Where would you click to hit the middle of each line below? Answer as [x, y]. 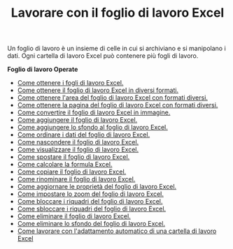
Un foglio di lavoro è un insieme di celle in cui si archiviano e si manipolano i [116, 48]
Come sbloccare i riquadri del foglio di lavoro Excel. [92, 209]
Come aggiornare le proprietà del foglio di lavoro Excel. [97, 187]
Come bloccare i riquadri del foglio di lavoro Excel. [90, 202]
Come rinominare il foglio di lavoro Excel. [76, 179]
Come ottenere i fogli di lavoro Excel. [70, 83]
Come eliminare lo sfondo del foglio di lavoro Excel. [91, 224]
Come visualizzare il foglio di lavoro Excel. [78, 150]
